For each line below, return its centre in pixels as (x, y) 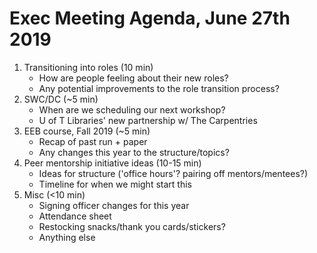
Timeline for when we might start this (115, 184)
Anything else (67, 237)
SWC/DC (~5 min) (61, 99)
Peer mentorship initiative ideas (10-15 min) (112, 163)
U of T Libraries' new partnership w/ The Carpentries (148, 120)
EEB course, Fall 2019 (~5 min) (87, 131)
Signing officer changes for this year (114, 205)
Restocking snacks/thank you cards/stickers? (132, 226)
